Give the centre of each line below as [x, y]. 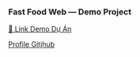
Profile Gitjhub [32, 44]
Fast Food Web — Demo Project [70, 12]
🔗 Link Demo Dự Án [40, 29]
